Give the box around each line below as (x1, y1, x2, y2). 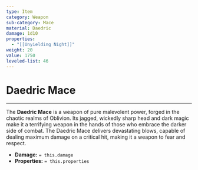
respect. (6, 140, 27, 147)
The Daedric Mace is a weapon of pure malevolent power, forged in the (6, 109, 180, 116)
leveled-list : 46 (6, 58, 49, 64)
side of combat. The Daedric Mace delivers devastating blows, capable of (6, 127, 186, 135)
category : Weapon (6, 14, 49, 20)
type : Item (6, 8, 33, 15)
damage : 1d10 (6, 31, 38, 37)
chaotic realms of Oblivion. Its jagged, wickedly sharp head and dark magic (6, 115, 189, 122)
